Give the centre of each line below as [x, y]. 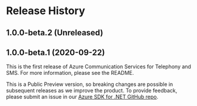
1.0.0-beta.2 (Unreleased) [55, 33]
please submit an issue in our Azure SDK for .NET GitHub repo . [82, 97]
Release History [46, 11]
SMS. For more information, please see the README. [70, 73]
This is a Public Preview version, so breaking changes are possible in [90, 84]
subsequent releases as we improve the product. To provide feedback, [92, 91]
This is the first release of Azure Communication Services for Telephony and [98, 67]
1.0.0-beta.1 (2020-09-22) [56, 52]
